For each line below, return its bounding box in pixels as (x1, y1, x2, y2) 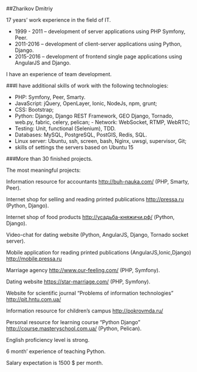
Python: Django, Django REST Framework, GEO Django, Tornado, (14, 112, 173, 119)
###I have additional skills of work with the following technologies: (6, 82, 169, 89)
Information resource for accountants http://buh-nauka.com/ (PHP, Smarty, (6, 178, 189, 185)
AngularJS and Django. (14, 59, 71, 66)
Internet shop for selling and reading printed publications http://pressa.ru (6, 196, 185, 203)
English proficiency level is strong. (6, 337, 90, 343)
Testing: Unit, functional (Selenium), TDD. (14, 125, 117, 132)
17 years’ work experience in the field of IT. (6, 17, 111, 23)
